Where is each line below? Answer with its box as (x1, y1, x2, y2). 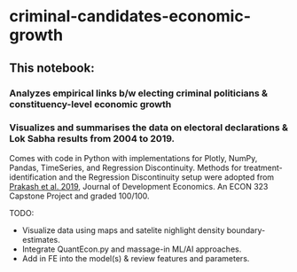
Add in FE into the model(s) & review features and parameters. (21, 253, 250, 263)
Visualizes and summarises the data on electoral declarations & (9, 121, 288, 134)
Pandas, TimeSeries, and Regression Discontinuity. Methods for (9, 162, 242, 173)
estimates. (21, 234, 60, 245)
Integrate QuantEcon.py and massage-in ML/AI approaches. (21, 244, 242, 254)
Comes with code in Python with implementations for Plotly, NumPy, (9, 152, 258, 163)
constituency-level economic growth (9, 97, 172, 110)
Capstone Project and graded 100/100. (9, 190, 150, 201)
